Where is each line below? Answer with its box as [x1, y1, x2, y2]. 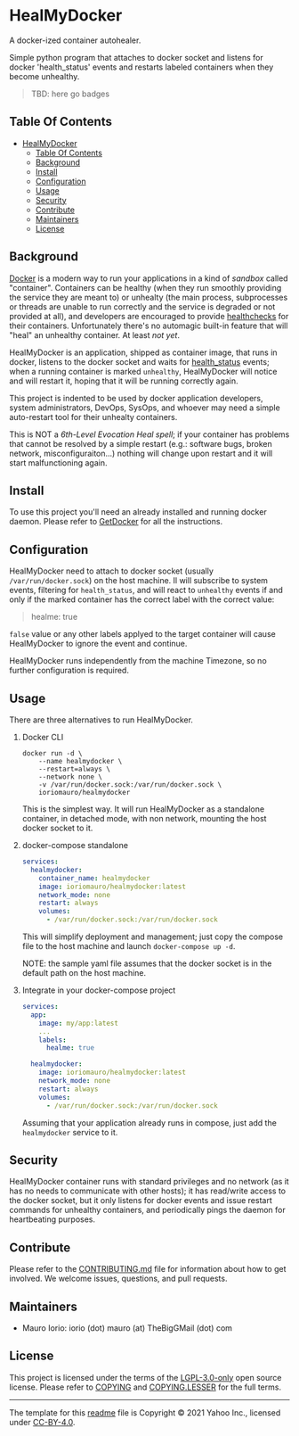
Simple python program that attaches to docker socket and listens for [9, 52, 264, 62]
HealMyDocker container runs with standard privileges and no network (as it [9, 1176, 289, 1187]
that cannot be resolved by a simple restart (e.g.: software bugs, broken [9, 438, 273, 449]
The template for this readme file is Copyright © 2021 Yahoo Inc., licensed [9, 1407, 281, 1418]
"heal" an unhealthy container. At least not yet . [9, 329, 181, 340]
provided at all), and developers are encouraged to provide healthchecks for [9, 310, 289, 321]
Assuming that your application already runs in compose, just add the [21, 1117, 278, 1128]
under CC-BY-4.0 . [9, 1416, 76, 1427]
